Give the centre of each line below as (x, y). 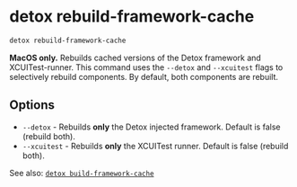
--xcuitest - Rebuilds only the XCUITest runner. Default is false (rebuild (155, 146)
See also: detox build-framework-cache (82, 173)
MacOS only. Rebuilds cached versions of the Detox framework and (135, 58)
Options (32, 105)
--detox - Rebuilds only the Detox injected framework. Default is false (151, 127)
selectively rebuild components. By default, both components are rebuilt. (144, 76)
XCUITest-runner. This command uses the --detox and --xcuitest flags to (146, 67)
